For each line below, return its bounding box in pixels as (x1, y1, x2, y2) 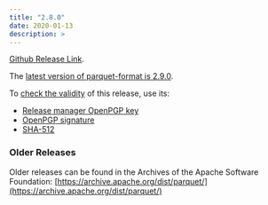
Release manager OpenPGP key (21, 106, 139, 116)
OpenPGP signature (21, 114, 95, 125)
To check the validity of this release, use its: (9, 88, 170, 99)
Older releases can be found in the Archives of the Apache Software (9, 166, 259, 177)
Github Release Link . (9, 54, 84, 65)
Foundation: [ (9, 176, 58, 186)
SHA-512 (21, 124, 55, 135)
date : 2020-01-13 (9, 21, 74, 30)
